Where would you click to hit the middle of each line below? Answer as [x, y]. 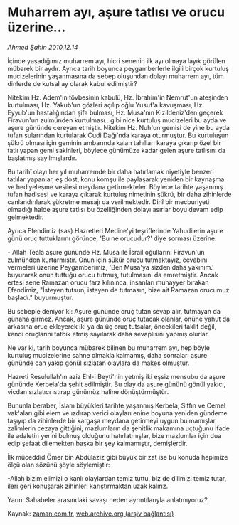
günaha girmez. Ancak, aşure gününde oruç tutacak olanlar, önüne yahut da [118, 319]
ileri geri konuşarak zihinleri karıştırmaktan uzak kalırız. [88, 486]
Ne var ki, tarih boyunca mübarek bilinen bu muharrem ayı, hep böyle [108, 348]
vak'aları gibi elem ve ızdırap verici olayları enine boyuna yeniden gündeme [117, 413]
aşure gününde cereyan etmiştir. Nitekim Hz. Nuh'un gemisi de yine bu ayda [118, 127]
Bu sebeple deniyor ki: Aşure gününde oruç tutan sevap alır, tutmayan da [114, 311]
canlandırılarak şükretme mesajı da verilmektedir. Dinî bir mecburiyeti [108, 202]
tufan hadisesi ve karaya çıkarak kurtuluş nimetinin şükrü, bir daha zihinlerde [119, 194]
